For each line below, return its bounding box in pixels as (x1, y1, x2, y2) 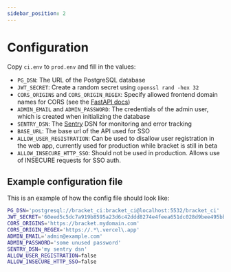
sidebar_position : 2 (7, 10, 67, 17)
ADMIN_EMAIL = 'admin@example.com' (7, 233, 103, 240)
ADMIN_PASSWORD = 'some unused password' (7, 239, 122, 246)
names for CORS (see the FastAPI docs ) (16, 98, 131, 106)
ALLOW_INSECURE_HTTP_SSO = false (7, 258, 97, 265)
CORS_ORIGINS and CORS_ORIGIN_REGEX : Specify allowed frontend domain (16, 90, 218, 98)
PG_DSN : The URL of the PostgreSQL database (16, 76, 146, 84)
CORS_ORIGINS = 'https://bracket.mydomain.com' (7, 220, 140, 227)
